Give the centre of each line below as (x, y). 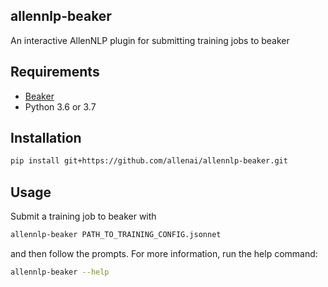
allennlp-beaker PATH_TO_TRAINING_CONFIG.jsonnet (116, 235)
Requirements (55, 72)
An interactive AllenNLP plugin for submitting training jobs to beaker (150, 40)
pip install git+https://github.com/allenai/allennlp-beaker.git (149, 161)
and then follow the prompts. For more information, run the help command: (164, 253)
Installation (46, 138)
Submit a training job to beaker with (83, 216)
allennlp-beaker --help (60, 272)
